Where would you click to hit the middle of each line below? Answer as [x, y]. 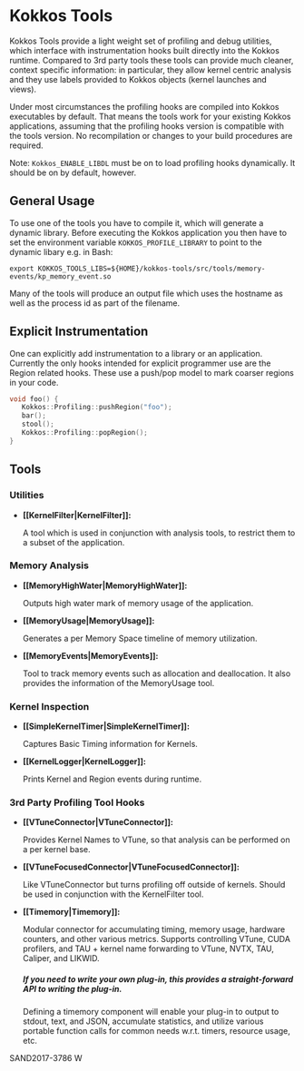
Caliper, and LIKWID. [61, 958]
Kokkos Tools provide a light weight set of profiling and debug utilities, [141, 41]
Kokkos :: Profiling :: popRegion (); [84, 433]
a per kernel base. [56, 850]
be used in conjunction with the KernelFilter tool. [113, 894]
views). [23, 89]
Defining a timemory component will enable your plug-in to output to [151, 1012]
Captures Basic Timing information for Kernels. [110, 744]
